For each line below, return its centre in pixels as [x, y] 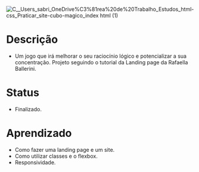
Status [23, 93]
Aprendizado [39, 133]
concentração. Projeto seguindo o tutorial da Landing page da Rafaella [101, 62]
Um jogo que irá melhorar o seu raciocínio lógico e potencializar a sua [100, 56]
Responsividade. [35, 162]
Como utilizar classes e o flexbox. [56, 156]
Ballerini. [26, 68]
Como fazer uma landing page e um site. [65, 149]
